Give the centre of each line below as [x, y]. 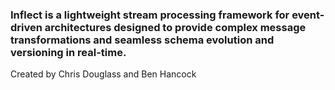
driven [26, 27]
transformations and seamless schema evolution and [142, 40]
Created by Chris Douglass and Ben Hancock [103, 74]
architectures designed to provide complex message [175, 27]
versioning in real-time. [68, 52]
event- [308, 15]
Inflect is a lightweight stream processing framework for [150, 15]
